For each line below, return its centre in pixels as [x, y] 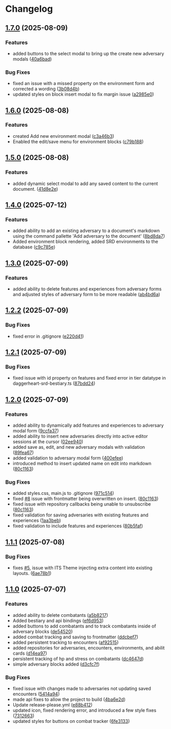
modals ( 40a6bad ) [32, 59]
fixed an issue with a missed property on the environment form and [83, 84]
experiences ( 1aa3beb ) [37, 520]
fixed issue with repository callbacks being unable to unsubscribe [82, 504]
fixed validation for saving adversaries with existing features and [81, 515]
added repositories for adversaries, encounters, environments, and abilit [89, 648]
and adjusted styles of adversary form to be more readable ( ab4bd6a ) [86, 294]
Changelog [29, 9]
